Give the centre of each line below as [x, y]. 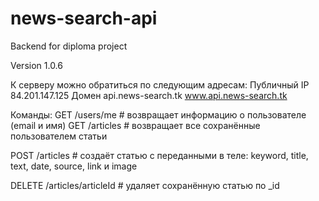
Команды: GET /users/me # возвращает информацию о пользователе [158, 114]
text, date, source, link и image [74, 166]
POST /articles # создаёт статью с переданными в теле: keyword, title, [159, 155]
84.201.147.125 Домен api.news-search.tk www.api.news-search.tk [149, 95]
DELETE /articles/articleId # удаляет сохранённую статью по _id [145, 185]
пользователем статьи [59, 136]
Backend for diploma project [69, 46]
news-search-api [84, 18]
